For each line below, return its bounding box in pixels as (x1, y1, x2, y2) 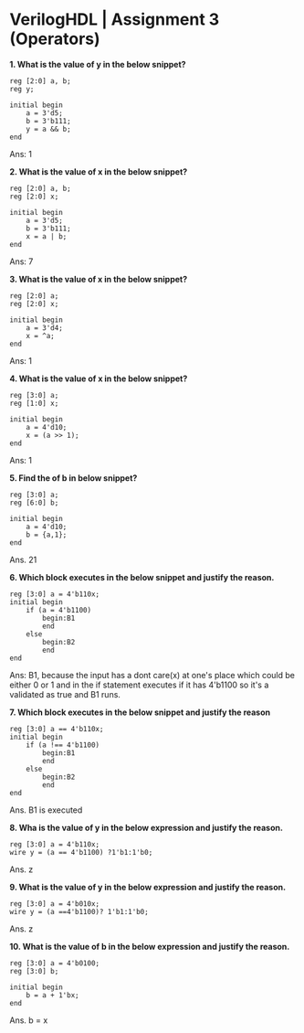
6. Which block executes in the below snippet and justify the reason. (9, 571, 275, 582)
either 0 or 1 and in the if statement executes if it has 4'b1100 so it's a (9, 679, 269, 690)
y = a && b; (26, 124, 71, 133)
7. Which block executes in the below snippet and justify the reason (9, 707, 271, 718)
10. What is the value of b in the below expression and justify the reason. (9, 941, 290, 952)
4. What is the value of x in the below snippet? (9, 373, 188, 384)
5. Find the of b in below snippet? (9, 472, 138, 484)
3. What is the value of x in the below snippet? (9, 273, 188, 284)
